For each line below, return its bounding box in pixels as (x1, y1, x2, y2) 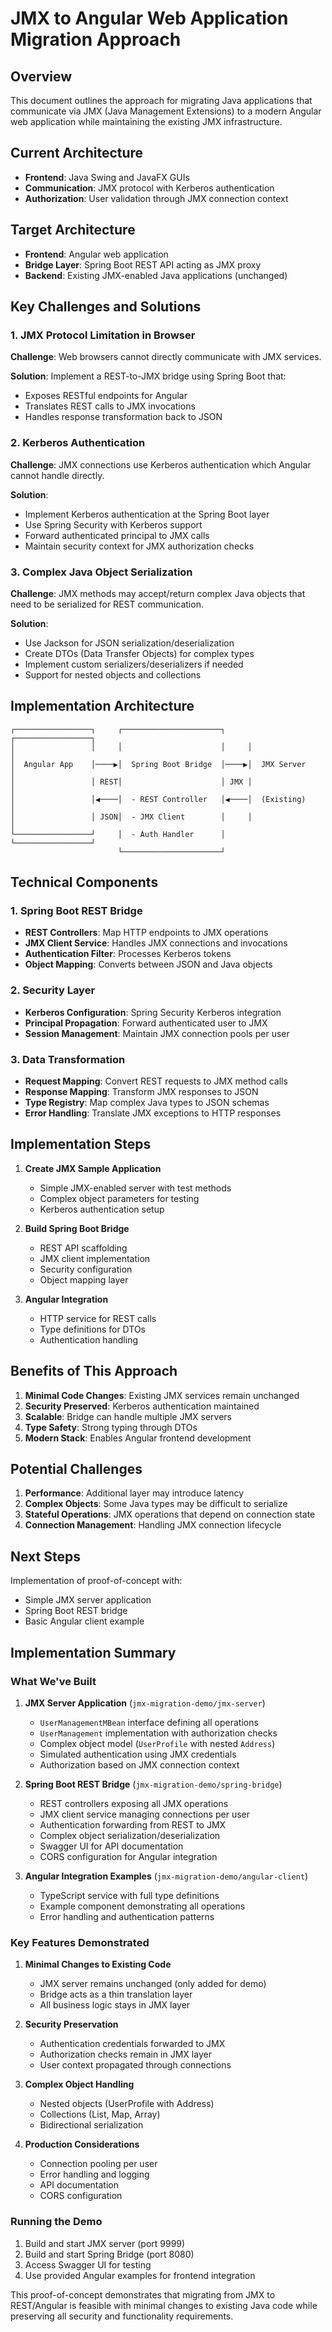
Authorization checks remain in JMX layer (39, 2048, 212, 2061)
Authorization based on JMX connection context (39, 1758, 240, 1771)
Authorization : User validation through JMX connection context (24, 192, 289, 204)
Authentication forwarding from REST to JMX (39, 1818, 227, 1831)
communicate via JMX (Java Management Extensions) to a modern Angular (10, 105, 322, 117)
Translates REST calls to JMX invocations (24, 400, 196, 412)
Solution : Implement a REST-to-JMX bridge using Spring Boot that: (10, 370, 287, 382)
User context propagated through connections (39, 2059, 232, 2071)
